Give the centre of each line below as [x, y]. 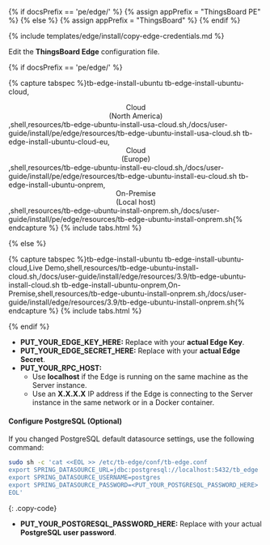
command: [26, 448]
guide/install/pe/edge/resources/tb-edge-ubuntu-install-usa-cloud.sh [124, 133]
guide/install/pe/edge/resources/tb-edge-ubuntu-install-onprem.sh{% [126, 219]
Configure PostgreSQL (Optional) [65, 421]
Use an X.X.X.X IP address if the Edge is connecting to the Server [142, 394]
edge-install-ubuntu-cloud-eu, [59, 142]
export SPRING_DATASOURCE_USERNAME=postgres [84, 477]
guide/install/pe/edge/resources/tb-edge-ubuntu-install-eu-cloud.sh [122, 176]
